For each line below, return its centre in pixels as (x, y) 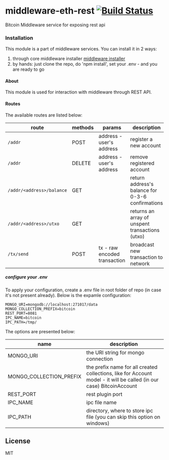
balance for (144, 190)
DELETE (82, 163)
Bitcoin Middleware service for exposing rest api (55, 25)
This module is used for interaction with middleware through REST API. (78, 92)
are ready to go (28, 69)
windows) (98, 423)
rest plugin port (104, 394)
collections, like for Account (119, 373)
